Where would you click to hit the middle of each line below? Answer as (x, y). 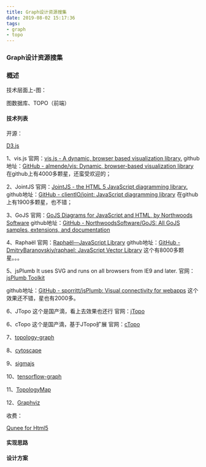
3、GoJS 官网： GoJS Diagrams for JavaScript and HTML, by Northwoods (100, 215)
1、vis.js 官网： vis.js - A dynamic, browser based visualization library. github (103, 158)
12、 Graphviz (23, 402)
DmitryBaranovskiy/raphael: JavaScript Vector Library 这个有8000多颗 (95, 250)
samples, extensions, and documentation (58, 230)
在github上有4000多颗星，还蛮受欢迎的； (59, 173)
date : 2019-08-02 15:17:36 (41, 18)
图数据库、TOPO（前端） (38, 103)
